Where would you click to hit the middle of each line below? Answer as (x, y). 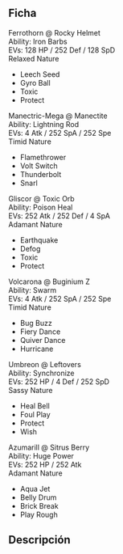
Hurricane (37, 349)
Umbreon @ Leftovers (45, 364)
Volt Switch (39, 166)
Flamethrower (43, 157)
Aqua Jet (35, 488)
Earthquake (39, 240)
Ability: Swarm (33, 290)
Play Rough (39, 514)
